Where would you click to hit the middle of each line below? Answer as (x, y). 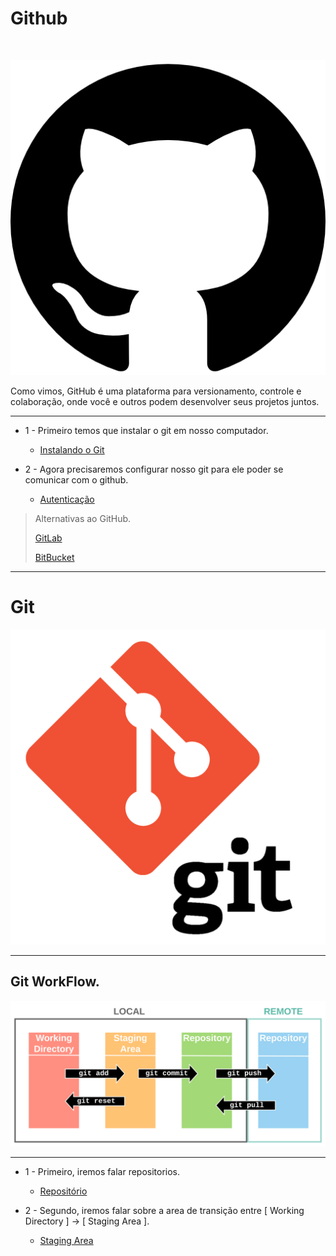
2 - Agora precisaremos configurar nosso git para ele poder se (154, 469)
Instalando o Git (72, 449)
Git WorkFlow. (55, 982)
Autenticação (67, 499)
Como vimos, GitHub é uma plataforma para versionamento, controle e (156, 391)
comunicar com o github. (76, 479)
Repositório (63, 1191)
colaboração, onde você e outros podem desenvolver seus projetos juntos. (165, 401)
